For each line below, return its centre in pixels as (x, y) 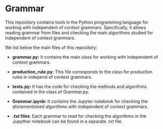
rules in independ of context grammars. (52, 77)
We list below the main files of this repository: (51, 47)
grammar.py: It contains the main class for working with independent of (85, 57)
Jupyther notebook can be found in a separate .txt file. (67, 121)
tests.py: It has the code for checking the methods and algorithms (80, 86)
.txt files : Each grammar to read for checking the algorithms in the (79, 116)
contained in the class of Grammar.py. (51, 92)
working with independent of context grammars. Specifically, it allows (76, 27)
